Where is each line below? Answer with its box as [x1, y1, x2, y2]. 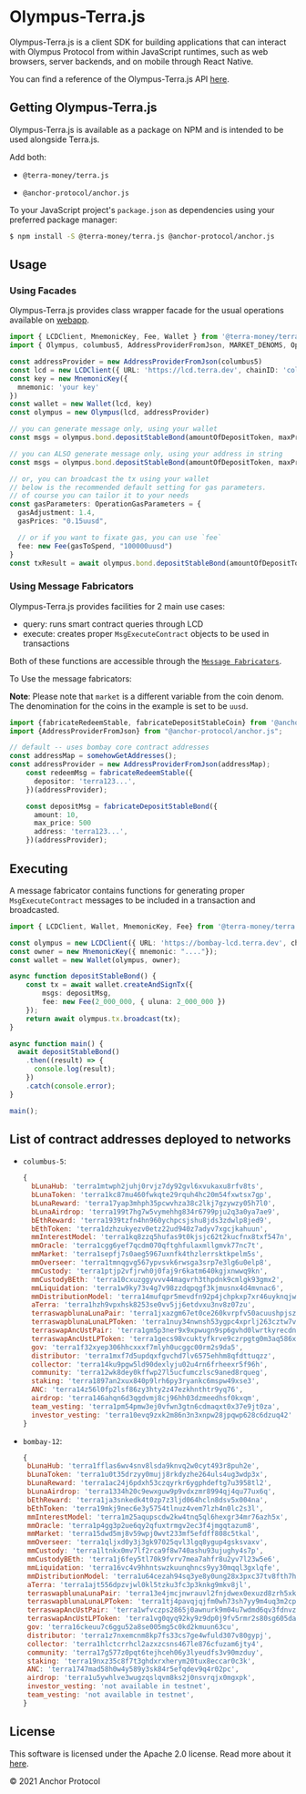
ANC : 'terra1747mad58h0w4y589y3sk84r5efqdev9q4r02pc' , [26, 1665, 240, 1674]
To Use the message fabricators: [9, 672, 132, 684]
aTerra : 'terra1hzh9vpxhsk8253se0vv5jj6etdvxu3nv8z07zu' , [31, 1300, 256, 1309]
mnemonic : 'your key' [17, 383, 100, 392]
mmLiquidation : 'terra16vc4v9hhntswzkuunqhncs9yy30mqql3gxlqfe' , [26, 1563, 280, 1573]
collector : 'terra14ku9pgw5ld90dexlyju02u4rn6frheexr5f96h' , [31, 1359, 269, 1369]
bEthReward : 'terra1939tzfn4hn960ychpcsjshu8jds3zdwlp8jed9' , [31, 1215, 272, 1225]
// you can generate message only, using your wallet [9, 425, 219, 434]
